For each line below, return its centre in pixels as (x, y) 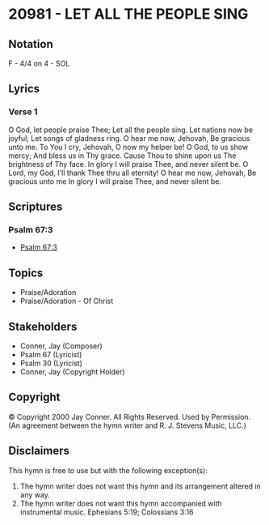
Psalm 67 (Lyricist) (51, 354)
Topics (26, 273)
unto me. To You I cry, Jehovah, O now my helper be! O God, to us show (128, 147)
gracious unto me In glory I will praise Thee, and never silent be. (115, 181)
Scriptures (36, 207)
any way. (35, 494)
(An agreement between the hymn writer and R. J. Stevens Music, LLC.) (127, 425)
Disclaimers (39, 451)
